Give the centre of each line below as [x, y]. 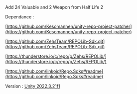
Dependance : [20, 17]
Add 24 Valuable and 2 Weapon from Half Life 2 [54, 7]
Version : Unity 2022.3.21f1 [33, 86]
